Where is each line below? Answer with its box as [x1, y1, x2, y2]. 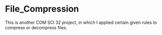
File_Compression [5, 3, 79, 15]
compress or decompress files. [5, 24, 68, 30]
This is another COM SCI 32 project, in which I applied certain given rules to [5, 19, 157, 25]
